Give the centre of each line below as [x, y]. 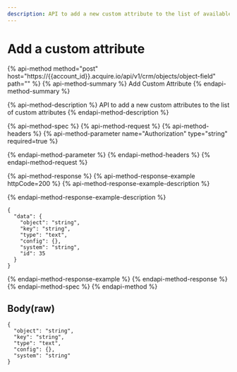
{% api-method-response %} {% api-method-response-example [101, 176]
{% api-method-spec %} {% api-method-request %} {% [89, 126]
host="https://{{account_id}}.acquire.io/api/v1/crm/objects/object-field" [112, 76]
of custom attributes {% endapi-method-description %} [88, 112]
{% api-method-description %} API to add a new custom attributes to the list [119, 105]
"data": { [28, 216]
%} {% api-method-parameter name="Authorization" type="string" [130, 133]
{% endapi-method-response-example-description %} [87, 197]
